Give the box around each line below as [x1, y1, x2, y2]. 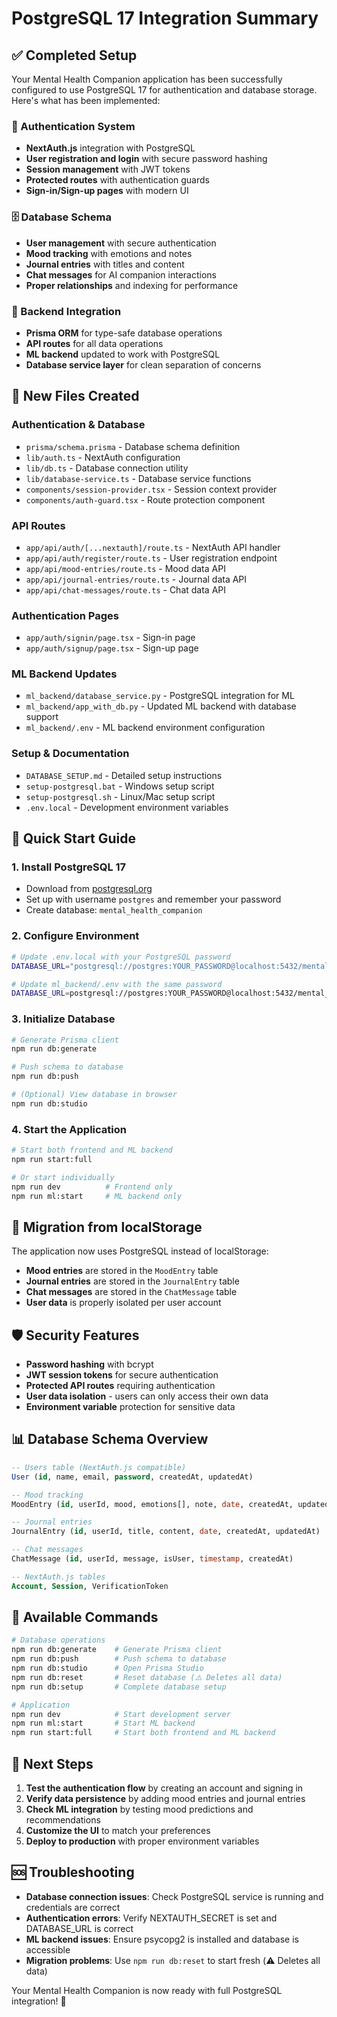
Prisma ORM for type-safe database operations [25, 327, 223, 339]
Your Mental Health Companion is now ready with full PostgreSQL [11, 1984, 283, 1996]
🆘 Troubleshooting [11, 1864, 135, 1881]
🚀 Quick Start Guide [11, 830, 136, 847]
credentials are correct [25, 1901, 121, 1913]
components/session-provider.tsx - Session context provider [25, 483, 278, 495]
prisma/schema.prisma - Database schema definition [25, 440, 241, 452]
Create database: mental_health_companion [25, 904, 203, 916]
